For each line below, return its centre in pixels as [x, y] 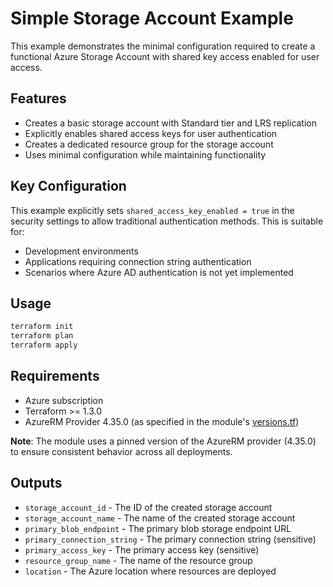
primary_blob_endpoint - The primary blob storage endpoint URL [158, 528]
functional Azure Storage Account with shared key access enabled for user [165, 56]
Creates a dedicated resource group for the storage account [149, 144]
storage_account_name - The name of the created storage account [160, 518]
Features [38, 98]
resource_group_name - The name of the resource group [138, 560]
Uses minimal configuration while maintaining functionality [145, 154]
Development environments [81, 251]
